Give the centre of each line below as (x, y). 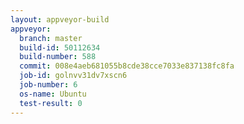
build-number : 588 (58, 57)
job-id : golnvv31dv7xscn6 (73, 76)
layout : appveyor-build (60, 19)
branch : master (51, 38)
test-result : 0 (51, 103)
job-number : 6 (48, 85)
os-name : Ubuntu (53, 94)
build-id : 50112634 (60, 47)
